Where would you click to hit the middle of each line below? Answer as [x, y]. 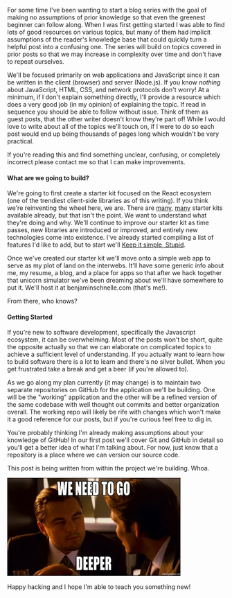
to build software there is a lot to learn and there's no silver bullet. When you [116, 362]
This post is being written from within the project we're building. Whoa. [108, 468]
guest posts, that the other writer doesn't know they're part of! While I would [116, 119]
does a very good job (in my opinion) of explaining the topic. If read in [107, 104]
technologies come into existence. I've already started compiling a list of [110, 238]
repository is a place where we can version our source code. [93, 455]
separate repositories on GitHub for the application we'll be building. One [111, 390]
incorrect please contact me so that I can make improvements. [96, 162]
